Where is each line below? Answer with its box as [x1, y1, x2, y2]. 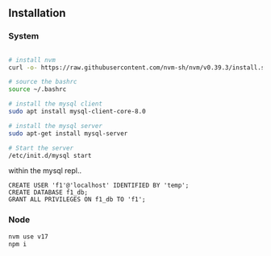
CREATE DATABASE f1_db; [8, 188, 89, 196]
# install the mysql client [8, 100, 103, 108]
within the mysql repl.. [8, 166, 82, 175]
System [8, 31, 40, 42]
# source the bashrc [8, 78, 78, 86]
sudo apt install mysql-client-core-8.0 [8, 108, 147, 116]
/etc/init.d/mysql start [8, 151, 92, 159]
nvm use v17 [8, 233, 48, 241]
